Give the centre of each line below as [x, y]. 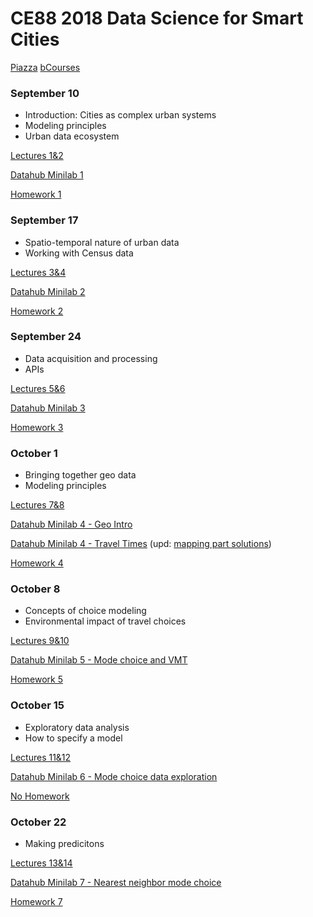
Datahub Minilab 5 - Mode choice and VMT [99, 660]
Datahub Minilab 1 [47, 175]
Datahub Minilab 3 [48, 408]
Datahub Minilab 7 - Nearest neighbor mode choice [116, 883]
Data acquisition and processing [91, 358]
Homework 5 [36, 679]
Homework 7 [36, 902]
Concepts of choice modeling [85, 611]
